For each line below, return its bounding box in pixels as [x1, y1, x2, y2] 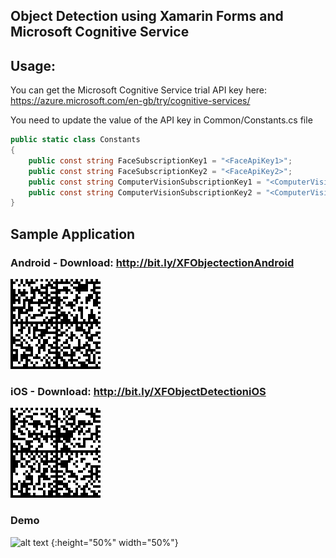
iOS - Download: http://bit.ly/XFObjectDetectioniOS [10, 384, 267, 398]
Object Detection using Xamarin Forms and [10, 8, 284, 25]
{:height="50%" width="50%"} [50, 536, 179, 548]
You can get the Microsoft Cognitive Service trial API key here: [10, 84, 268, 96]
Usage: [10, 57, 57, 74]
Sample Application [10, 225, 136, 243]
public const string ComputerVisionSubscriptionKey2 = [28, 187, 262, 198]
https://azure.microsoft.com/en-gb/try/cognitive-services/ [10, 95, 251, 107]
